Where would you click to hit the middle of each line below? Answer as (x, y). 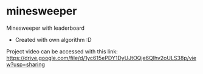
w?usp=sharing (26, 64)
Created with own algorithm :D (53, 39)
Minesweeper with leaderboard (46, 28)
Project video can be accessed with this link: (62, 51)
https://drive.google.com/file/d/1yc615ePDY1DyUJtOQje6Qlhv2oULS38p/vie (101, 58)
